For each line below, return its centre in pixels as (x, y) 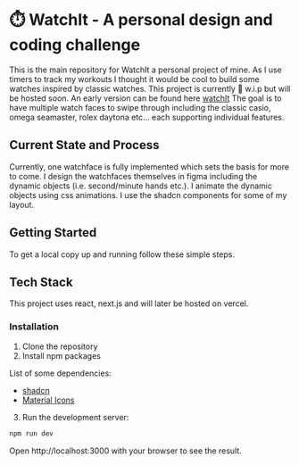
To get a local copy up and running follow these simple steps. (122, 254)
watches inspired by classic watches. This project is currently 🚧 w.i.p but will (150, 88)
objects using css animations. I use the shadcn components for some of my (148, 195)
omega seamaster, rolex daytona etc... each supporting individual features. (147, 117)
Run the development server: (75, 417)
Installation (34, 327)
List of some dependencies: (60, 373)
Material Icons (48, 400)
